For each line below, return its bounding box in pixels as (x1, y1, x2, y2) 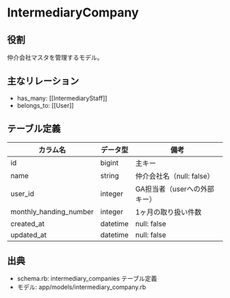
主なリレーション (7, 76, 79, 87)
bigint (100, 158, 119, 168)
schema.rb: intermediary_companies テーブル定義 (16, 275, 157, 283)
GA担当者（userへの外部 (135, 184, 214, 194)
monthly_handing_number (10, 207, 94, 216)
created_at (10, 218, 45, 228)
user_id (10, 189, 34, 198)
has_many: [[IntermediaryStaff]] (16, 94, 107, 102)
